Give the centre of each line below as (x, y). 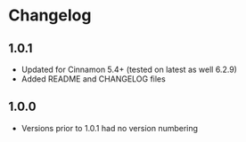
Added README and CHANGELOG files (93, 79)
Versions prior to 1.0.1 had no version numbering (109, 128)
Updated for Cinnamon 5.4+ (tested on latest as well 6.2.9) (129, 69)
